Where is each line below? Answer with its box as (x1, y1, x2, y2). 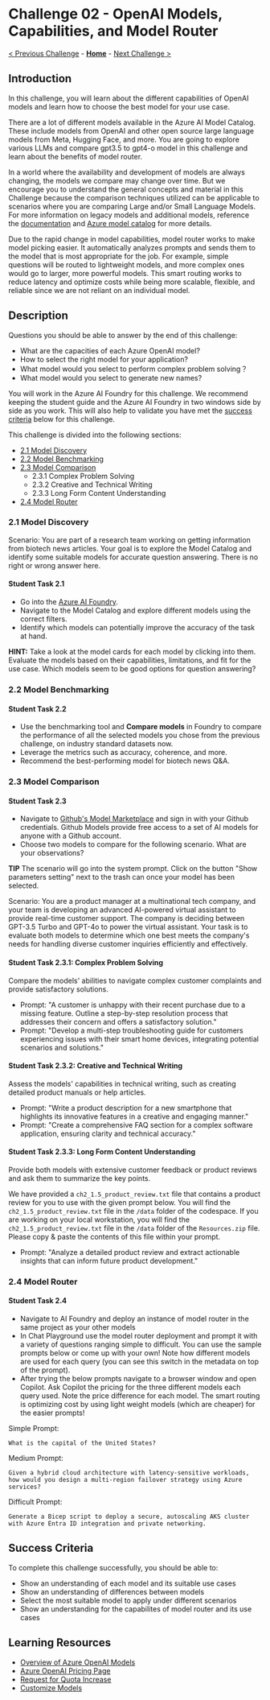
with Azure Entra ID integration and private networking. (8, 1520, 207, 1528)
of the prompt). (19, 1365, 71, 1375)
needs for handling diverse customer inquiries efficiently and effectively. (8, 939, 248, 949)
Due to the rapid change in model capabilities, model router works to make (8, 234, 256, 244)
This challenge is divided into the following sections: (8, 430, 182, 439)
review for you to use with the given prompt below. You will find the (8, 1197, 231, 1207)
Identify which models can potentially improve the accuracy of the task (19, 623, 256, 633)
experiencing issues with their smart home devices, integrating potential (19, 1034, 260, 1043)
